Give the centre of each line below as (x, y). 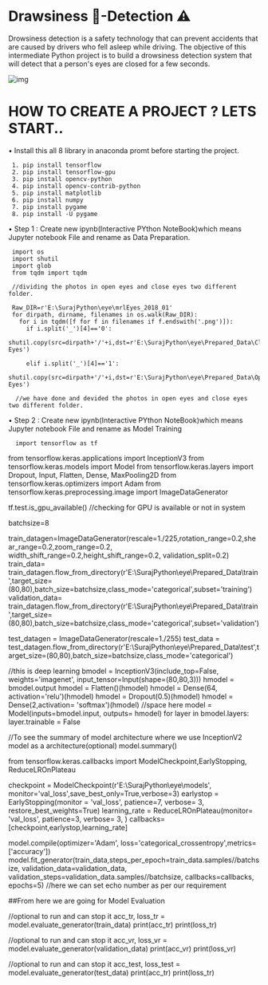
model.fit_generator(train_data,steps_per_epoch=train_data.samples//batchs (134, 860)
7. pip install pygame (49, 207)
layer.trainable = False (45, 722)
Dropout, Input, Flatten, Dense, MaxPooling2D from (93, 475)
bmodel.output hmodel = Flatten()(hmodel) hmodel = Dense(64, (113, 688)
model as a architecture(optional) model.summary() (93, 746)
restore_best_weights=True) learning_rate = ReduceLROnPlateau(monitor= (131, 810)
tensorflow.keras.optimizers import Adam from (85, 483)
